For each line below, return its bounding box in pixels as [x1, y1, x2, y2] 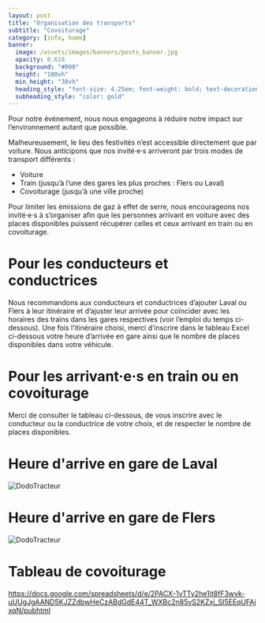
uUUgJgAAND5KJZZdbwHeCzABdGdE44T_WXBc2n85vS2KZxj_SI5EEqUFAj [8, 597, 256, 606]
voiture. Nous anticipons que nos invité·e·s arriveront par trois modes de [8, 146, 243, 156]
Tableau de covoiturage [8, 563, 166, 581]
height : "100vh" [15, 70, 69, 78]
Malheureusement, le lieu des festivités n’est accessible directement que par [8, 138, 257, 147]
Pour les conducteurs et [8, 255, 169, 273]
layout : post [8, 11, 51, 20]
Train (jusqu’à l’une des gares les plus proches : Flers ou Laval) [19, 179, 225, 188]
